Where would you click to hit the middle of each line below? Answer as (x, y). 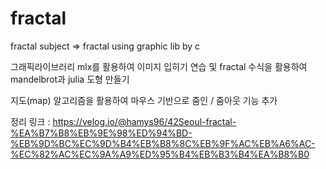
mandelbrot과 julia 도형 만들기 (70, 79)
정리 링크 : (30, 121)
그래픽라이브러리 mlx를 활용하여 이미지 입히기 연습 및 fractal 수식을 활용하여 (159, 66)
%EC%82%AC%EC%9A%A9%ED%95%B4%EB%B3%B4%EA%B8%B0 (160, 154)
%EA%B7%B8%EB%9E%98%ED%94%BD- (101, 133)
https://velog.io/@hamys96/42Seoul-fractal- (144, 121)
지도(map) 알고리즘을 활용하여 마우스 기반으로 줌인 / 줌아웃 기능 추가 (144, 100)
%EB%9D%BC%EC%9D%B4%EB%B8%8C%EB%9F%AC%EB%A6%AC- (163, 143)
